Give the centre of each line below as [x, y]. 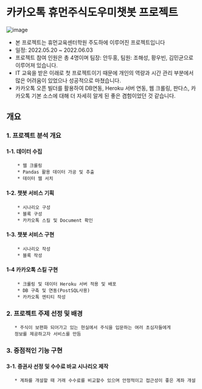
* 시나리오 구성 [34, 207]
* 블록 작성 [30, 255]
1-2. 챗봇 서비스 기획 [30, 193]
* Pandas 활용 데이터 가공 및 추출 [56, 172]
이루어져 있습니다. [36, 65]
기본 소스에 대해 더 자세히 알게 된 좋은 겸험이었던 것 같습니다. [103, 96]
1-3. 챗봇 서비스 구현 [30, 235]
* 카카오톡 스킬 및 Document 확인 [55, 220]
